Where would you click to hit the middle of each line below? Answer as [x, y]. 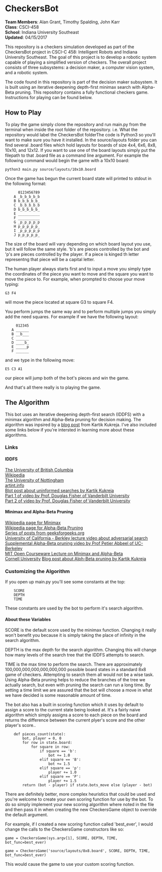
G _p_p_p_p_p [27, 222]
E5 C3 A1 [14, 369]
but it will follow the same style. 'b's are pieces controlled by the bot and [77, 249]
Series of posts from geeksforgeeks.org [45, 533]
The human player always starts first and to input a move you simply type [78, 269]
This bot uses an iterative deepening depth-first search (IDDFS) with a [75, 414]
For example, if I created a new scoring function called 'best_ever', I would [79, 824]
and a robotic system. [27, 72]
